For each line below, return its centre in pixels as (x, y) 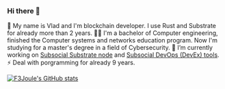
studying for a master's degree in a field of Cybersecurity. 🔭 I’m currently (110, 48)
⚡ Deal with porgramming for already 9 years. (71, 63)
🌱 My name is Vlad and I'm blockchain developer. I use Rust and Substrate (112, 26)
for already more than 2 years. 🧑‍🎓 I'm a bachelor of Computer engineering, (112, 33)
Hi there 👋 (24, 11)
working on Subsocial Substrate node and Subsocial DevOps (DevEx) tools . (114, 55)
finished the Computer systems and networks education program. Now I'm (112, 40)
